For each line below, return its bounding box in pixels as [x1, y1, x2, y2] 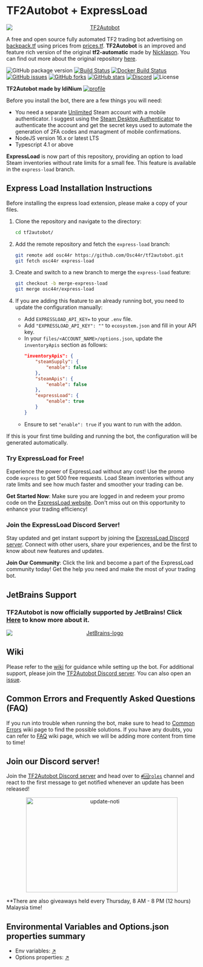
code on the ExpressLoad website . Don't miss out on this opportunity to [6, 499, 186, 507]
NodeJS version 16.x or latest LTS [15, 134, 99, 142]
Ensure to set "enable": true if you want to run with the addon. [24, 420, 182, 428]
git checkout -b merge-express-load [15, 280, 108, 286]
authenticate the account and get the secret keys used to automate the [15, 121, 193, 128]
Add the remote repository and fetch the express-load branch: [15, 240, 171, 248]
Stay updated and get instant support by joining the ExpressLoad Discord [6, 535, 189, 542]
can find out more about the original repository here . [6, 55, 138, 62]
